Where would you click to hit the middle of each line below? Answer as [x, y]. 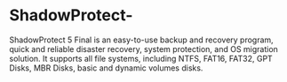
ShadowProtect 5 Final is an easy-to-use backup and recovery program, [141, 40]
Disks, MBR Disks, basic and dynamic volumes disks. [106, 68]
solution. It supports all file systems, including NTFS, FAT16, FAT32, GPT [141, 58]
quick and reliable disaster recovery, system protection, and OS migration [143, 48]
